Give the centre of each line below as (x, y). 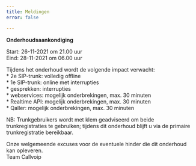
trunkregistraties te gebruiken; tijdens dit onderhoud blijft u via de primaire (98, 126)
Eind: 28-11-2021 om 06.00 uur (44, 58)
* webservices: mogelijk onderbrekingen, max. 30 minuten (79, 95)
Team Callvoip (24, 156)
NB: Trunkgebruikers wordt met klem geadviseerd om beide (80, 119)
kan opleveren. (25, 150)
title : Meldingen (28, 12)
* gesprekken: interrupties (38, 88)
